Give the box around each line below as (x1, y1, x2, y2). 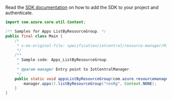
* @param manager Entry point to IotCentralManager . (16, 66, 132, 72)
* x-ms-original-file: (16, 43, 66, 48)
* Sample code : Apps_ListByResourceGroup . (16, 57, 109, 63)
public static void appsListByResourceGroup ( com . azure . (14, 76, 137, 81)
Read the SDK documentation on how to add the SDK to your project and (5, 5, 159, 10)
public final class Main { (5, 33, 63, 39)
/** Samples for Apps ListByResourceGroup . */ (5, 29, 106, 34)
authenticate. (5, 10, 33, 16)
